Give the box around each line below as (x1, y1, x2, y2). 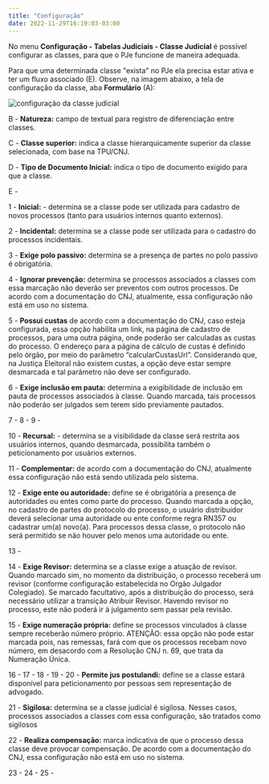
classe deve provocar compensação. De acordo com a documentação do (8, 744, 251, 753)
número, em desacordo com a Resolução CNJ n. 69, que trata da (8, 646, 223, 655)
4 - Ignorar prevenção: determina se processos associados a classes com (8, 274, 256, 284)
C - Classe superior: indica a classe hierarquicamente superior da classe (8, 138, 251, 147)
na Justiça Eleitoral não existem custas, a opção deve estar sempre (8, 358, 231, 368)
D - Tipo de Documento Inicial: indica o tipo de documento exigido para (8, 162, 247, 171)
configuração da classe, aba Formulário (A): (8, 82, 156, 93)
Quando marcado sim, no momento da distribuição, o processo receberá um (8, 570, 261, 580)
